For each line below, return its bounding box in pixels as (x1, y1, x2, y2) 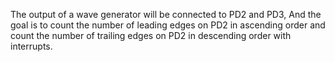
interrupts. (10, 40, 53, 52)
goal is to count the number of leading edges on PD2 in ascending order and (10, 19, 326, 31)
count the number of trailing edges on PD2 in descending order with (10, 30, 292, 41)
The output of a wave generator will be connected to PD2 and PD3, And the (10, 9, 322, 20)
